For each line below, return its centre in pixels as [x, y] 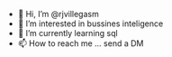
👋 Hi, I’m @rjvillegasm [58, 14]
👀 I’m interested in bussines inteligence [91, 24]
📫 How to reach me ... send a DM [81, 43]
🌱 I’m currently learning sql [68, 33]
